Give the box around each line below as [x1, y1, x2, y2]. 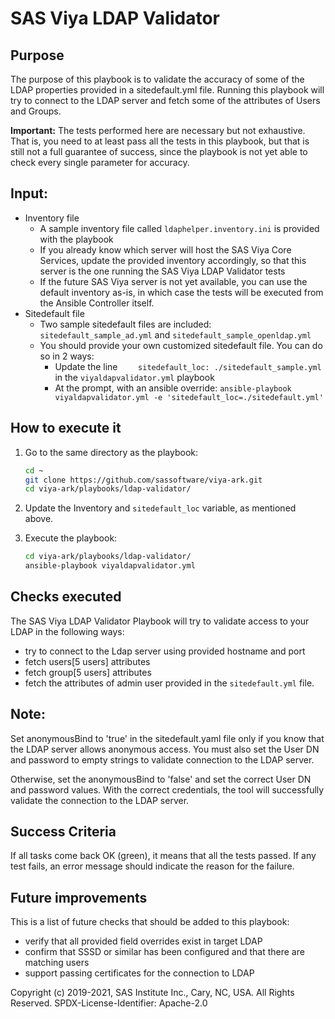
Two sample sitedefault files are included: [39, 318, 212, 330]
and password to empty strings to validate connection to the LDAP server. [10, 753, 315, 766]
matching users [24, 957, 90, 969]
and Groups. [10, 105, 62, 117]
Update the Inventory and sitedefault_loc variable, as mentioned [24, 502, 297, 514]
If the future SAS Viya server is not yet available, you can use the [39, 275, 308, 287]
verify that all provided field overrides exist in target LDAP [24, 935, 263, 947]
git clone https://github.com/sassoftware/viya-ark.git [24, 475, 263, 485]
